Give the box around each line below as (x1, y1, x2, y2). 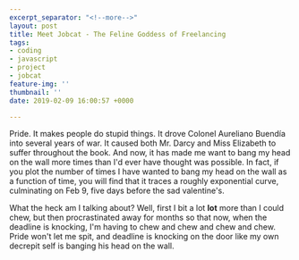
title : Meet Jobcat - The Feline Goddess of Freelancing (9, 29, 226, 38)
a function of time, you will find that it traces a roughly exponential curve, (9, 176, 279, 187)
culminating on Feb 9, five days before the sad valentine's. (9, 185, 226, 197)
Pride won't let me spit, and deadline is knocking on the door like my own (9, 231, 279, 242)
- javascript (9, 55, 58, 63)
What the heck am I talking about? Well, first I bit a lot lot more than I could (9, 203, 285, 214)
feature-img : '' (9, 80, 70, 88)
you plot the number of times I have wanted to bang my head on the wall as (9, 166, 287, 177)
